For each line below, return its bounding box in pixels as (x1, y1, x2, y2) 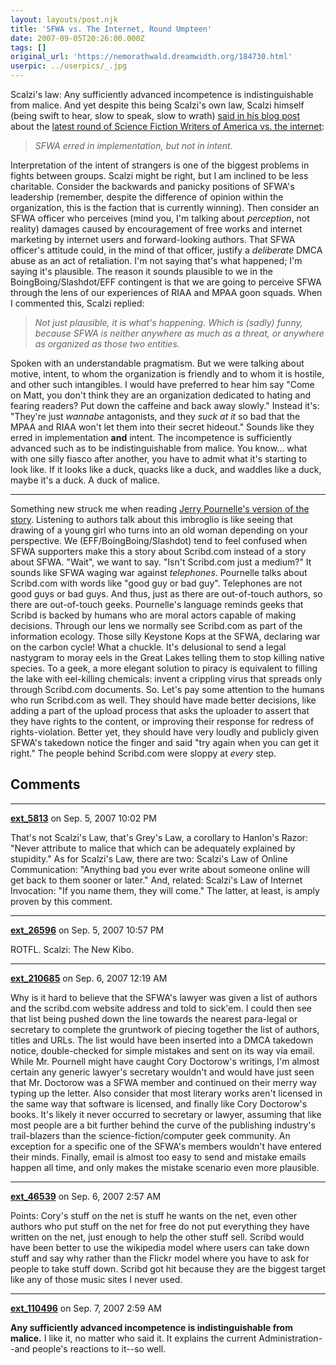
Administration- (258, 1332, 323, 1344)
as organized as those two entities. (34, 338, 180, 350)
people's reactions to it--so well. (32, 1342, 167, 1355)
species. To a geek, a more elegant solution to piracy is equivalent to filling (10, 662, 318, 674)
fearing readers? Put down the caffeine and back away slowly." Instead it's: (10, 400, 320, 411)
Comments (10, 776, 81, 793)
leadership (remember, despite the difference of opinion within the (10, 191, 284, 203)
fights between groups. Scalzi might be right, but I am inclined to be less (10, 170, 309, 181)
